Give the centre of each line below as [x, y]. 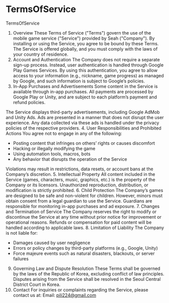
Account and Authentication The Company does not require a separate [86, 59]
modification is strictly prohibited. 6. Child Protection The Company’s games [84, 190]
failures [21, 259]
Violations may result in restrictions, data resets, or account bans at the [79, 169]
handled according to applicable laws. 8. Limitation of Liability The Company [85, 228]
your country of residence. [40, 54]
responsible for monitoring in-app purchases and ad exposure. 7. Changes [83, 206]
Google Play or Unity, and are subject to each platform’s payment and [85, 97]
